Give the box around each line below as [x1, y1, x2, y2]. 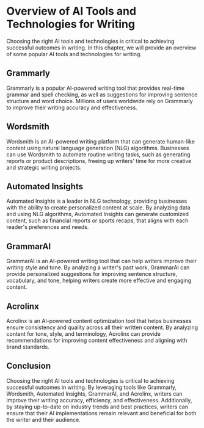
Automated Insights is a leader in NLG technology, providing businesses [6, 197, 188, 205]
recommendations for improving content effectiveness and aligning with [6, 337, 188, 344]
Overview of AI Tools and [6, 4, 136, 18]
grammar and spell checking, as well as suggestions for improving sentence [6, 90, 198, 98]
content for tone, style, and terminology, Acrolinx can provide [6, 330, 161, 337]
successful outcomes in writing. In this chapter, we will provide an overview [6, 44, 197, 51]
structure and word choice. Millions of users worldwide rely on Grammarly [6, 97, 194, 104]
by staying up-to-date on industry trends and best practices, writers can [6, 403, 188, 410]
